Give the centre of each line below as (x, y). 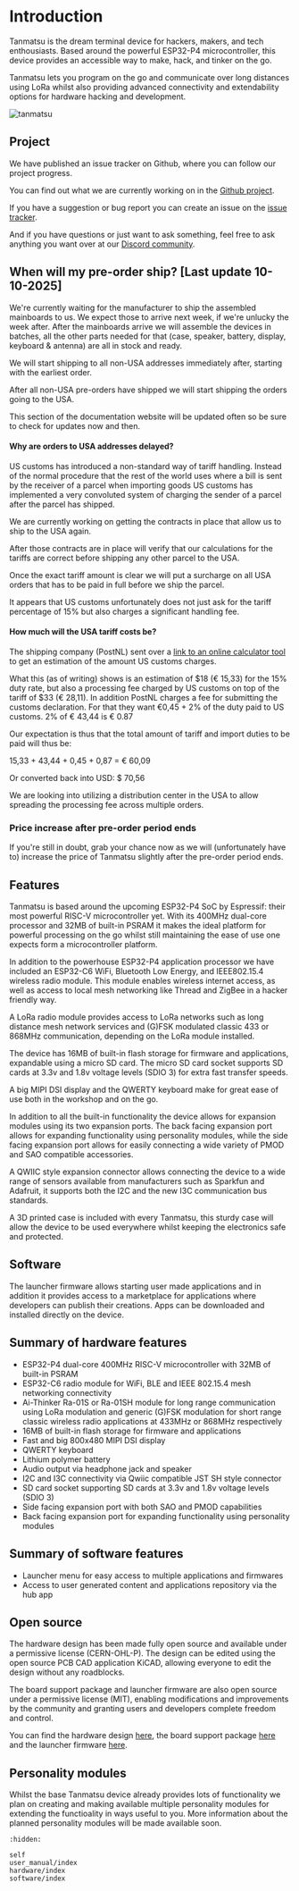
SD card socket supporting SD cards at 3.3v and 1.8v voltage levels (145, 1488)
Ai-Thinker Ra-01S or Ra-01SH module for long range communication (149, 1402)
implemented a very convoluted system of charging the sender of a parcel (145, 494)
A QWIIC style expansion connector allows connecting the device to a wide (147, 1172)
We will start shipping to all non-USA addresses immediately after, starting (146, 363)
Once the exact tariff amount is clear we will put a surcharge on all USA (140, 575)
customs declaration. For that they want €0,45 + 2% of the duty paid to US (147, 707)
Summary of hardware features (98, 1343)
